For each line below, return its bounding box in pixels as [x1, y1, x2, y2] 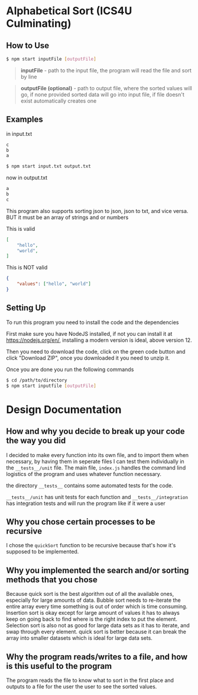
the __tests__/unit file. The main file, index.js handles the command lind [6, 464, 186, 471]
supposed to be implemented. [6, 548, 79, 556]
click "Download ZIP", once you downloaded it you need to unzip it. [6, 354, 170, 361]
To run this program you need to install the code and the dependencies [6, 319, 179, 326]
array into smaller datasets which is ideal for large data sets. [6, 634, 152, 642]
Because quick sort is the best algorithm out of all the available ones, [6, 591, 174, 598]
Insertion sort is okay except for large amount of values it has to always [6, 610, 180, 617]
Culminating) [6, 17, 72, 30]
